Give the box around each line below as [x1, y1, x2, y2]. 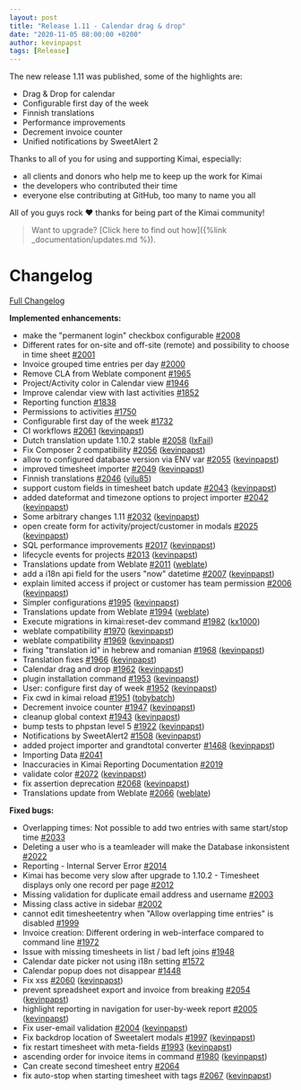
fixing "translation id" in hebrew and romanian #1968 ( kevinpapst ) [21, 645, 265, 656]
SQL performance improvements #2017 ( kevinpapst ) [21, 540, 217, 551]
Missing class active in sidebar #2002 [21, 899, 163, 910]
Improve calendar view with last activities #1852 [21, 388, 200, 398]
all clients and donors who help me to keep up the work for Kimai [21, 171, 262, 182]
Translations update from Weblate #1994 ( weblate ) [21, 606, 211, 617]
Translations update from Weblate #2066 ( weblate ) [21, 788, 211, 798]
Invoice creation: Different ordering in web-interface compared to [21, 928, 264, 938]
